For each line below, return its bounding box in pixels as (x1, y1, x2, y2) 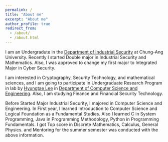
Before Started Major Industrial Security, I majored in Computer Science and (5, 100, 162, 106)
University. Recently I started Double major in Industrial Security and (5, 54, 146, 60)
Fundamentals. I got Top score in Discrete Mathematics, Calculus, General (5, 121, 158, 127)
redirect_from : (5, 26, 37, 31)
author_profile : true (5, 21, 51, 26)
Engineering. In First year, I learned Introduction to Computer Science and (5, 105, 157, 111)
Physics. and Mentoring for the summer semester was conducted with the (5, 126, 158, 132)
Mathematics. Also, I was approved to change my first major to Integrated (5, 59, 157, 65)
